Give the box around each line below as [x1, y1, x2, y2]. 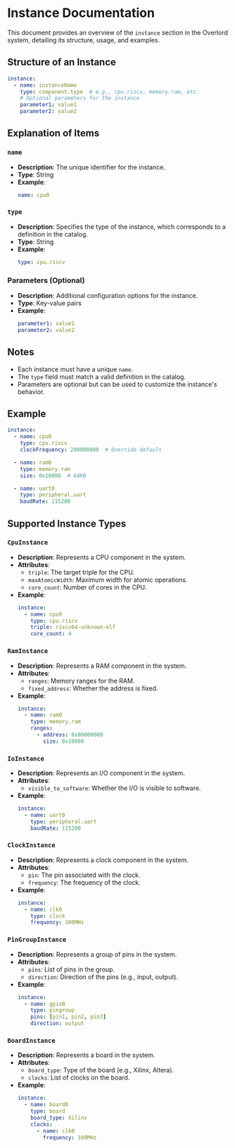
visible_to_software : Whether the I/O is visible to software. [27, 784, 201, 792]
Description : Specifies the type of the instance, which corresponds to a [17, 222, 227, 231]
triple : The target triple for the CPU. [27, 568, 135, 576]
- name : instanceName [13, 81, 77, 89]
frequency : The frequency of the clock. [27, 878, 141, 887]
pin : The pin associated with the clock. [27, 871, 141, 879]
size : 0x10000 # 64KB [20, 472, 87, 479]
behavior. [17, 387, 45, 396]
